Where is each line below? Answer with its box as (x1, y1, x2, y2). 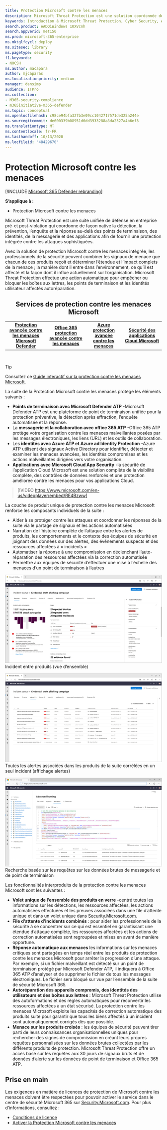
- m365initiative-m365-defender (5, 103, 72, 108)
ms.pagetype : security (5, 50, 52, 55)
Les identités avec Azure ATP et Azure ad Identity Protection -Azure (12, 440, 156, 446)
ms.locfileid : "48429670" (5, 140, 59, 145)
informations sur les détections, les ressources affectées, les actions (12, 902, 153, 908)
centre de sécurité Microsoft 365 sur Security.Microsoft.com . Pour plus (5, 1099, 151, 1105)
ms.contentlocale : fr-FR (5, 129, 57, 134)
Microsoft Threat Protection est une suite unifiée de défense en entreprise (5, 217, 157, 224)
